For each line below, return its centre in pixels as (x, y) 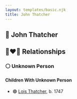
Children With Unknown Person (38, 80)
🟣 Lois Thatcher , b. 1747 (38, 91)
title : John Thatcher (28, 14)
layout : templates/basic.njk (35, 10)
